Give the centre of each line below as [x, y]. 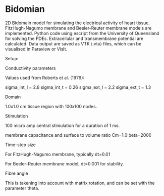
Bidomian [25, 9]
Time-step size [21, 145]
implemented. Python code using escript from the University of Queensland [82, 33]
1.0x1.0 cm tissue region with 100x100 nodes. [51, 106]
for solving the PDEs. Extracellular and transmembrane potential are [74, 39]
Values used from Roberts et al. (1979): [45, 78]
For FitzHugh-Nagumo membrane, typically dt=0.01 [58, 154]
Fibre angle [17, 173]
